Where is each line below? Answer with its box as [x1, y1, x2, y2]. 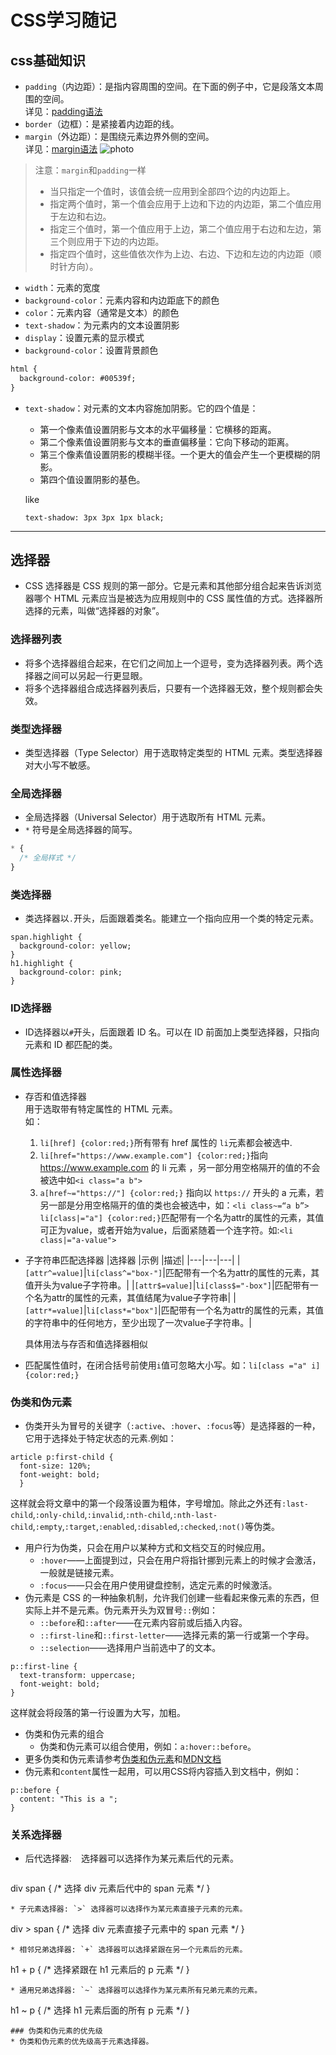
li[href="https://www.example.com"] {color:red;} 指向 [39, 1149, 269, 1161]
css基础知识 [10, 52, 86, 69]
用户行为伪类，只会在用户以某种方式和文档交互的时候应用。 [24, 1542, 271, 1554]
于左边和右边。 [49, 211, 112, 222]
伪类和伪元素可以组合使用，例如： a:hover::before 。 [39, 1741, 257, 1753]
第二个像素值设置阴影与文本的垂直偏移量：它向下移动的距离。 [39, 436, 295, 448]
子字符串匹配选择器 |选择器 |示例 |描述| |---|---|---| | [24, 1254, 241, 1266]
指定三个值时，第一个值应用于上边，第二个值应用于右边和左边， [49, 223, 313, 235]
